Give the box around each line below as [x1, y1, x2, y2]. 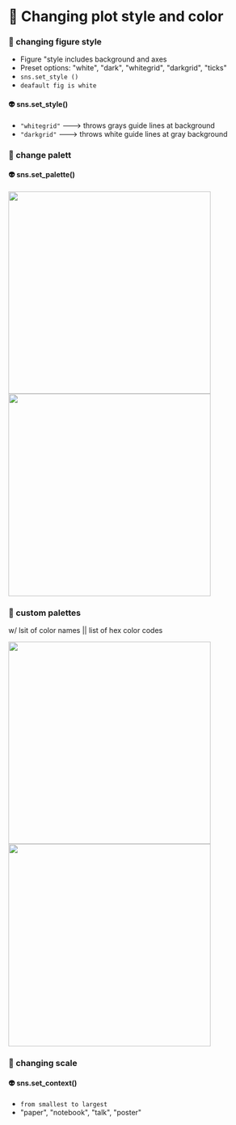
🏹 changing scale [8, 1058, 78, 1069]
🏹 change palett [8, 149, 72, 160]
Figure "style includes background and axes [19, 54, 167, 64]
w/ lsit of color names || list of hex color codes [8, 626, 163, 635]
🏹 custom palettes [8, 607, 81, 618]
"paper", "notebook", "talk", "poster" [19, 1108, 142, 1118]
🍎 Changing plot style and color [8, 7, 224, 26]
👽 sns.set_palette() [8, 170, 75, 180]
